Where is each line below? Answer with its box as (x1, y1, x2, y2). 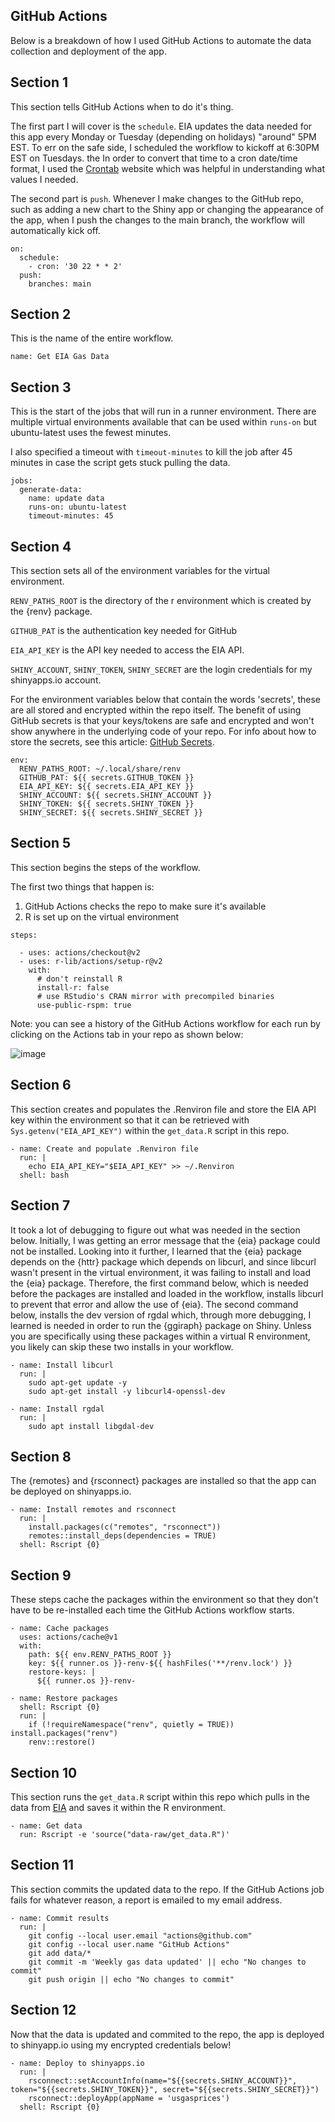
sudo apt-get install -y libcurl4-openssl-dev (28, 1386, 226, 1396)
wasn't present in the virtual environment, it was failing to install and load (10, 1266, 311, 1278)
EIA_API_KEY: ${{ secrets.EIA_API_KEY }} (19, 782, 195, 792)
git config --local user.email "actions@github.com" (28, 1930, 253, 1941)
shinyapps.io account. (10, 674, 102, 686)
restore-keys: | (28, 1667, 97, 1678)
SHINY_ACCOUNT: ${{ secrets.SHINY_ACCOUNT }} (19, 790, 213, 801)
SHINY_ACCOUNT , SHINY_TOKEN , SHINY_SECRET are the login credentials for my (10, 664, 313, 676)
